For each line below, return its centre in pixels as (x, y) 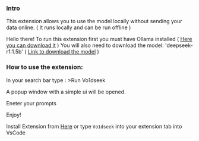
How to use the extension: (45, 67)
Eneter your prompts (31, 103)
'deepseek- (179, 45)
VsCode (16, 133)
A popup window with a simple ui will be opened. (66, 92)
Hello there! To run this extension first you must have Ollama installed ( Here (99, 39)
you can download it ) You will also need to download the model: (85, 45)
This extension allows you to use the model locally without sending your (94, 21)
